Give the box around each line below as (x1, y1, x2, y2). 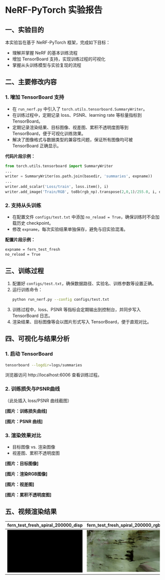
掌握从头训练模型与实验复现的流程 (12, 62, 82, 68)
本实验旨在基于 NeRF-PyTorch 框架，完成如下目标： (5, 40, 110, 45)
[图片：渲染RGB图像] (5, 471, 48, 477)
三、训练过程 (5, 266, 44, 275)
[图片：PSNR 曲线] (5, 418, 43, 424)
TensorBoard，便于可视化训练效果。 (12, 131, 86, 136)
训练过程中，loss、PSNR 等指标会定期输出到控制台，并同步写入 (12, 306, 141, 312)
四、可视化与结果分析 (5, 335, 70, 343)
